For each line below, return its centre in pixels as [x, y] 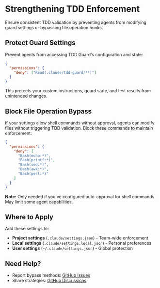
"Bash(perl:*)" [33, 174]
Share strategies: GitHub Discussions [49, 281]
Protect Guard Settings [40, 43]
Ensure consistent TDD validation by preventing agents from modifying [76, 22]
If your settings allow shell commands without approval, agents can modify [80, 123]
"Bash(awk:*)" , [33, 169]
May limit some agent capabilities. [39, 202]
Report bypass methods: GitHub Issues [51, 275]
